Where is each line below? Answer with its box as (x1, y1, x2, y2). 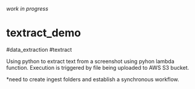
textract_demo (6, 26, 82, 40)
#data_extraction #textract (6, 46, 72, 53)
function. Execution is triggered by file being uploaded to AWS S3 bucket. (6, 64, 190, 71)
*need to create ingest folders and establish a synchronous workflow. (6, 75, 179, 83)
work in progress (6, 5, 48, 12)
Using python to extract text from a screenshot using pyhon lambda (6, 57, 175, 65)
